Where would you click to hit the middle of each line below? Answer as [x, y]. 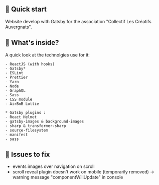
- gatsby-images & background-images [45, 121]
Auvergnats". [19, 27]
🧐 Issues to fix [28, 155]
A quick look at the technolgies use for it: [48, 55]
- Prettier [17, 77]
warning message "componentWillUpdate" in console [68, 177]
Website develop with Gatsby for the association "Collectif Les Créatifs [78, 21]
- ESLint [14, 73]
